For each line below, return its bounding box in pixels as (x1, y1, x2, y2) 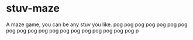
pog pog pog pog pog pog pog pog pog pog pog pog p (6, 27, 139, 34)
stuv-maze (6, 2, 60, 15)
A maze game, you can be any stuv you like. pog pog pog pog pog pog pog (6, 21, 188, 28)
